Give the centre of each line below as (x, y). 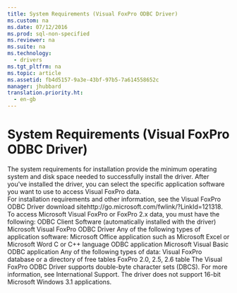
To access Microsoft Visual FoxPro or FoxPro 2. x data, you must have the (114, 214)
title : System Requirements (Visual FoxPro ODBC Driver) (93, 14)
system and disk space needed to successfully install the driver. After (108, 176)
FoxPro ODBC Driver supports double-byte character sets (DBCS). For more (117, 267)
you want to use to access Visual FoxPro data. (74, 191)
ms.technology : (30, 54)
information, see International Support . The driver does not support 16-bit (114, 274)
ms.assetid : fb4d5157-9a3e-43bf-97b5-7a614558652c (83, 80)
